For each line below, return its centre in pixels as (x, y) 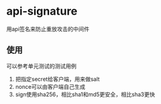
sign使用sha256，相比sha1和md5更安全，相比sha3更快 (85, 94)
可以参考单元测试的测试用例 (41, 66)
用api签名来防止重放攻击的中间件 (48, 29)
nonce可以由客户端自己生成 (50, 86)
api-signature (42, 11)
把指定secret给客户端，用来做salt (57, 79)
